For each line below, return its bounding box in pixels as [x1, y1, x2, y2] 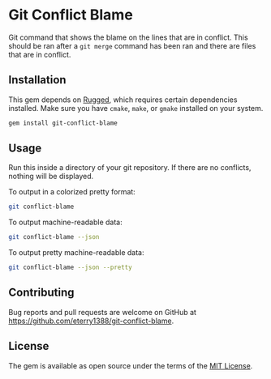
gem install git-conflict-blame [8, 119, 118, 127]
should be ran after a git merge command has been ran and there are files [8, 40, 256, 50]
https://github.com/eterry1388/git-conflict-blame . [8, 316, 174, 326]
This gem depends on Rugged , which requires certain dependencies [8, 95, 238, 104]
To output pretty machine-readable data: [8, 248, 144, 258]
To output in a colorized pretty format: [8, 187, 135, 197]
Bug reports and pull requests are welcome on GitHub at [8, 307, 197, 317]
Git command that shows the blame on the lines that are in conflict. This [8, 32, 249, 42]
